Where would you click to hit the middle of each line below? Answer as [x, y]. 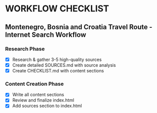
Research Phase [25, 49]
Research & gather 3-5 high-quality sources [57, 59]
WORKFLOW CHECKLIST [57, 9]
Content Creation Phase [35, 84]
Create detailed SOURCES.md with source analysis [64, 65]
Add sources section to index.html [47, 106]
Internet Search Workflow [46, 34]
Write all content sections [38, 95]
